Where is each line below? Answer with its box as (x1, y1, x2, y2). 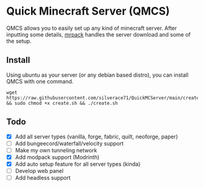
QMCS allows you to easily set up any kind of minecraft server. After (6, 24, 177, 32)
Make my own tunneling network (15, 146, 97, 153)
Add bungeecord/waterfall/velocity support (15, 139, 124, 147)
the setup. (6, 37, 32, 44)
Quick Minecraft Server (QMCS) (6, 4, 170, 18)
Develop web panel (15, 167, 64, 174)
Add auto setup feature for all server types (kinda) (15, 160, 141, 168)
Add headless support (15, 174, 71, 181)
